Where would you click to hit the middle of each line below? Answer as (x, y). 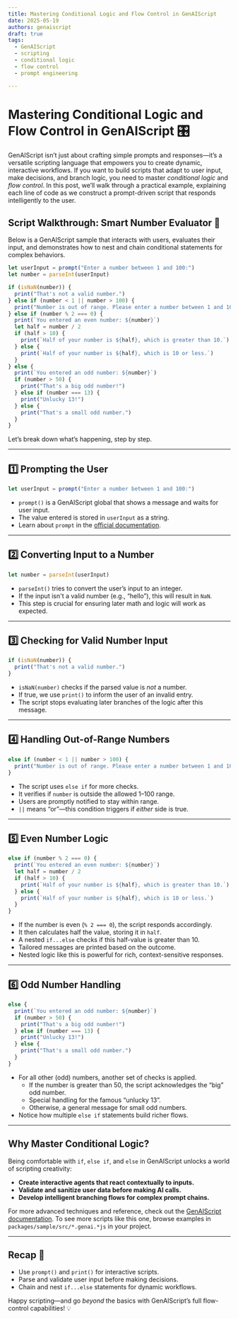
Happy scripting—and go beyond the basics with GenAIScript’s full (105, 1301)
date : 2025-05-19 (34, 21)
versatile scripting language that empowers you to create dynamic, (105, 163)
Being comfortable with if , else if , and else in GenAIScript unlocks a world (119, 1161)
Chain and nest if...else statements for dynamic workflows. (107, 1287)
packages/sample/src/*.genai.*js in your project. (80, 1226)
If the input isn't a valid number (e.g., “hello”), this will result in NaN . (115, 595)
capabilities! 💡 (50, 1308)
